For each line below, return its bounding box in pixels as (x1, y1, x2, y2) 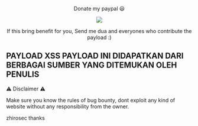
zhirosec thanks (6, 114, 46, 121)
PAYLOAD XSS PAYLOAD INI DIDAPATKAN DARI (6, 51, 184, 61)
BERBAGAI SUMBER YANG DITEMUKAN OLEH (6, 60, 177, 70)
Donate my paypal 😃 (73, 5, 125, 12)
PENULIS (6, 69, 40, 79)
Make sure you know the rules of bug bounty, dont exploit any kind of (6, 96, 176, 104)
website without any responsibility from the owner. (6, 103, 129, 110)
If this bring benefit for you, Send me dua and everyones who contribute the (7, 28, 192, 34)
